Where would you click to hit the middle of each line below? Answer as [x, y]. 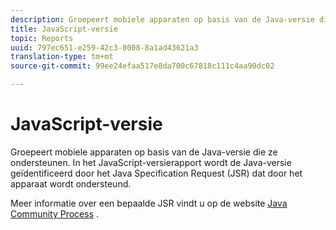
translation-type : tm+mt [62, 57]
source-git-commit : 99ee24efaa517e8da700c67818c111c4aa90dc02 [142, 66]
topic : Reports [42, 38]
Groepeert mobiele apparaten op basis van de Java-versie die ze [144, 152]
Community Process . [55, 213]
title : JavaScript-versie [64, 29]
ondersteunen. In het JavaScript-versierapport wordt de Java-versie [151, 162]
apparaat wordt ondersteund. [71, 183]
